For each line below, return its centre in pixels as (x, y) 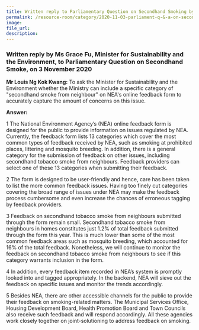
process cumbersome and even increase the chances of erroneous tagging (98, 198)
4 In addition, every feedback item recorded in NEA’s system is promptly (94, 272)
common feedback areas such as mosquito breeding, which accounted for (97, 241)
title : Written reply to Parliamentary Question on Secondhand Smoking (96, 12)
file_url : (18, 28)
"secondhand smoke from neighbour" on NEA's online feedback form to (94, 95)
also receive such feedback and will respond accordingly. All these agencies (99, 315)
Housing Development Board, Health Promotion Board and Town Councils (96, 308)
